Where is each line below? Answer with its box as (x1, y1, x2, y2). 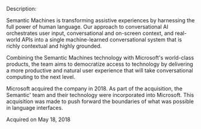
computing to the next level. (6, 74, 76, 80)
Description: (6, 5, 37, 12)
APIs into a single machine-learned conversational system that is (21, 36, 182, 43)
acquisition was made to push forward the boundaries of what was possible (6, 98, 194, 105)
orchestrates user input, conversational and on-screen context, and (6, 30, 174, 37)
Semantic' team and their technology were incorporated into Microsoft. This (6, 92, 194, 98)
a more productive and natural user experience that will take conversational (6, 67, 194, 74)
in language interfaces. (6, 104, 63, 111)
